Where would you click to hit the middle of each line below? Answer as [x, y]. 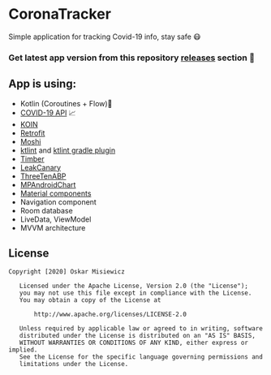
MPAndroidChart [48, 184]
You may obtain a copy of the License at [90, 300]
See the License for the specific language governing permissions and [141, 357]
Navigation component [58, 202]
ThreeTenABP [43, 176]
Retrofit [32, 133]
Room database [46, 210]
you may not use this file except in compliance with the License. [135, 293]
